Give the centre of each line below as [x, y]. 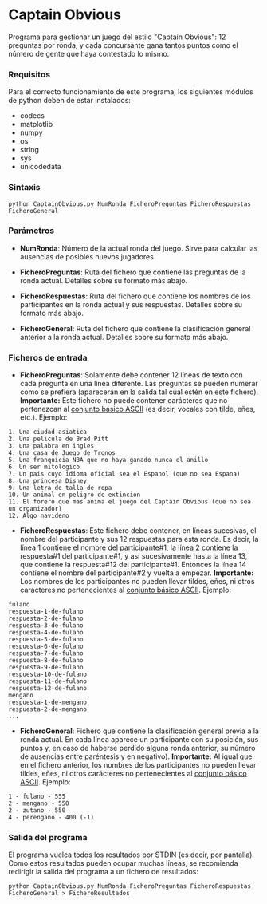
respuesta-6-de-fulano [46, 647]
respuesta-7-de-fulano [46, 653]
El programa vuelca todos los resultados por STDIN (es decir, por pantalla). [132, 855]
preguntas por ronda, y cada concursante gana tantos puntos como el [123, 45]
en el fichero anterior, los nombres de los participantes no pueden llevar [138, 765]
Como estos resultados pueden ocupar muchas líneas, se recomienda [123, 863]
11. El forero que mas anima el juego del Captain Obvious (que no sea [130, 502]
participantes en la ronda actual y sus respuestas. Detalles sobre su [131, 304]
